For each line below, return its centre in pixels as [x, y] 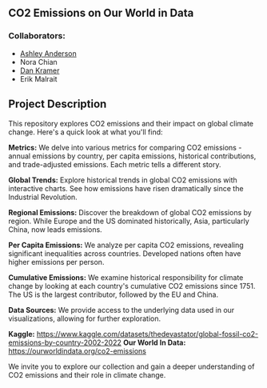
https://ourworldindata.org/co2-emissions [77, 350]
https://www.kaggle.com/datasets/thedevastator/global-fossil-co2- [147, 334]
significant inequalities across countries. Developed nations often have [125, 253]
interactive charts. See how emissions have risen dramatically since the [126, 188]
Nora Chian [38, 62]
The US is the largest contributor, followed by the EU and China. [113, 294]
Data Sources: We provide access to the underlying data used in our [122, 310]
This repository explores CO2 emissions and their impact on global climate [131, 123]
